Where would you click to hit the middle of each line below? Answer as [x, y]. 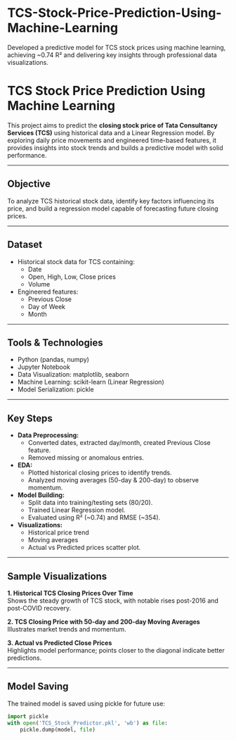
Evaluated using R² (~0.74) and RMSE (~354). [94, 518]
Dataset [25, 245]
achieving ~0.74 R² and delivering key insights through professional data [112, 55]
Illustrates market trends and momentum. [67, 629]
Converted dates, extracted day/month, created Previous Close [119, 443]
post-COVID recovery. [39, 608]
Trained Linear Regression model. [77, 510]
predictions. [25, 658]
